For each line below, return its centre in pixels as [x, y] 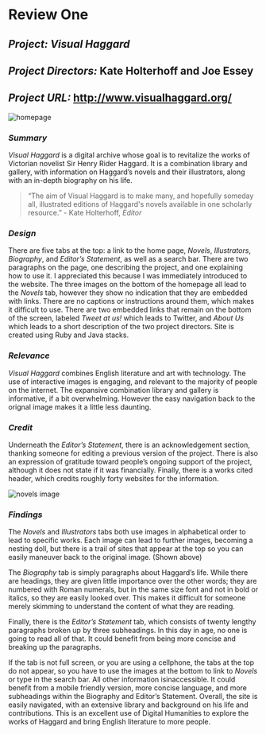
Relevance [29, 355]
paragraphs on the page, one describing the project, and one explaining [126, 267]
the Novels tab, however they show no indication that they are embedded [128, 293]
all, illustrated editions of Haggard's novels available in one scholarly [140, 204]
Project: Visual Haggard [69, 44]
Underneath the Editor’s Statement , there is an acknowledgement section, [129, 445]
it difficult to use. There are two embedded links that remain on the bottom [130, 310]
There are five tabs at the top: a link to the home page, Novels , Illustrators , [130, 250]
